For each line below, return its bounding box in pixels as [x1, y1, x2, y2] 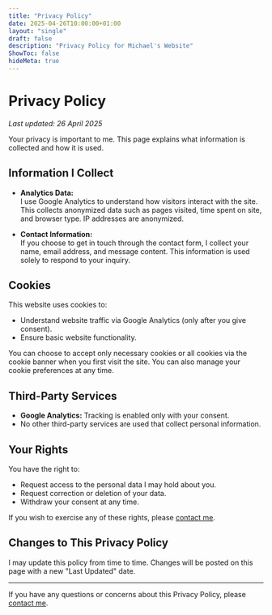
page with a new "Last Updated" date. [8, 566, 136, 575]
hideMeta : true [8, 57, 60, 66]
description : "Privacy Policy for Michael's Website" [8, 42, 194, 50]
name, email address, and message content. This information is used [19, 246, 250, 256]
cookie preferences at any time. [8, 366, 115, 375]
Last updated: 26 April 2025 [8, 118, 103, 128]
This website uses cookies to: [8, 300, 108, 310]
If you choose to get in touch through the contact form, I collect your [19, 238, 249, 248]
